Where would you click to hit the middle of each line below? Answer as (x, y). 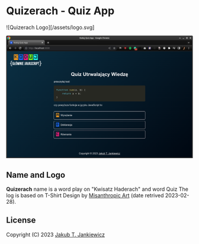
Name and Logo (36, 175)
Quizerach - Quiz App (60, 11)
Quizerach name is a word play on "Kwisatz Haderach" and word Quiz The (97, 189)
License (21, 220)
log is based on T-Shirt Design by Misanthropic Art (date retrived (85, 195)
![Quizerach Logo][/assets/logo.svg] (50, 27)
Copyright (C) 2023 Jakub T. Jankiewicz (56, 235)
